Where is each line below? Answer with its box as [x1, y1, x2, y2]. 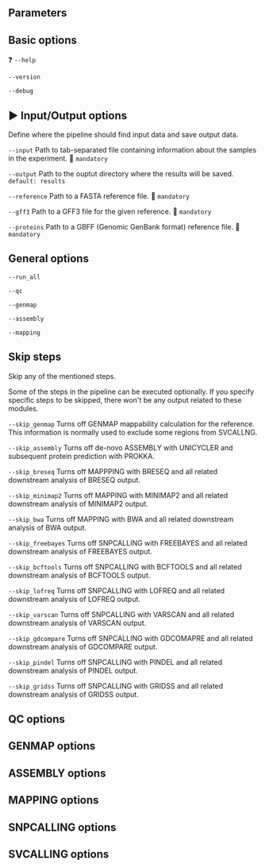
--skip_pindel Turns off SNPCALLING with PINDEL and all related [8, 657, 223, 666]
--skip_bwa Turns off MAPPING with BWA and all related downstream [8, 514, 234, 523]
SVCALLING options [8, 847, 109, 861]
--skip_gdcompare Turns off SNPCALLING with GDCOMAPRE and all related [8, 633, 254, 642]
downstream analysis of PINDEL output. [8, 665, 139, 675]
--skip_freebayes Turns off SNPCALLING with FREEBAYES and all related [8, 538, 248, 547]
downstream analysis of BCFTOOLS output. [8, 570, 151, 580]
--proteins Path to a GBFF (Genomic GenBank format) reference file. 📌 [8, 222, 240, 232]
